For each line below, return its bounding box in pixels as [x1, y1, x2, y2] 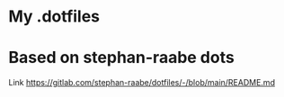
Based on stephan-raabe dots [8, 48, 235, 68]
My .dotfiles [8, 6, 101, 27]
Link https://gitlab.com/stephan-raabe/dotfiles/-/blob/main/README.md [8, 77, 276, 88]
